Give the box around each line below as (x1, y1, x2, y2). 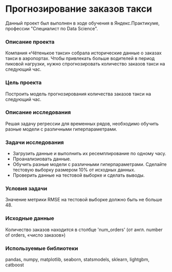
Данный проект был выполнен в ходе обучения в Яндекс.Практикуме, (5, 20, 160, 26)
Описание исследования (5, 109, 71, 116)
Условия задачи (5, 185, 48, 192)
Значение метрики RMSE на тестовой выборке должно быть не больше (5, 197, 162, 203)
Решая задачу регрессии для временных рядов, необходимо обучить (5, 120, 159, 127)
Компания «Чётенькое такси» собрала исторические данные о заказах (5, 50, 162, 56)
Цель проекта (5, 79, 42, 86)
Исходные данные (5, 215, 55, 222)
